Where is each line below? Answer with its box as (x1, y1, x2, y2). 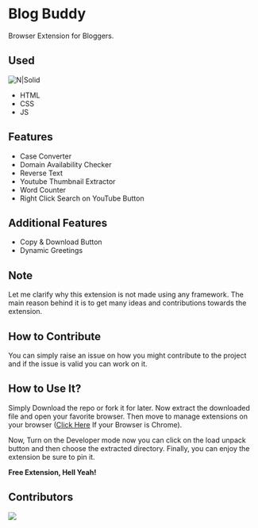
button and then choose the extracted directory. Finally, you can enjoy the (8, 443, 250, 453)
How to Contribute (8, 330, 102, 343)
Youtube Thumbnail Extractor (19, 176, 116, 186)
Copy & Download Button (19, 237, 102, 247)
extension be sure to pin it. (8, 452, 95, 461)
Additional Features (8, 216, 108, 230)
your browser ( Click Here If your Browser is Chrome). (8, 419, 183, 429)
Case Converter (19, 151, 72, 161)
